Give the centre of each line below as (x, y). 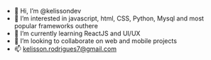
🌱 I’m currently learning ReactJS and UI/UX (77, 33)
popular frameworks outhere (56, 26)
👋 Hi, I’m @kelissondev (48, 11)
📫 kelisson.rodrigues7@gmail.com (65, 49)
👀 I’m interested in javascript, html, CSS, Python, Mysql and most (109, 18)
